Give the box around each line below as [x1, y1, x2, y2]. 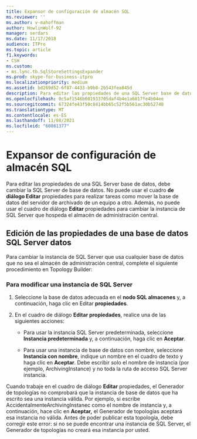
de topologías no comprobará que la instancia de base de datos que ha [6, 389, 178, 396]
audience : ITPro [6, 42, 46, 48]
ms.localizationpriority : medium [6, 80, 88, 86]
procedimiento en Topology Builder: [6, 265, 93, 273]
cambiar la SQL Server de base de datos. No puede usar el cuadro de [6, 186, 174, 194]
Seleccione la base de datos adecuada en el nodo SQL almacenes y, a [14, 294, 186, 301]
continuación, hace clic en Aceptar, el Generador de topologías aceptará [6, 408, 183, 415]
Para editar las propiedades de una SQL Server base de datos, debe [6, 180, 171, 187]
